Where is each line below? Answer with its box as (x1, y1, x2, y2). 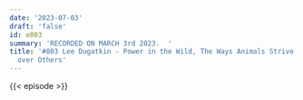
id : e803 (9, 30, 43, 39)
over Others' (17, 55, 67, 65)
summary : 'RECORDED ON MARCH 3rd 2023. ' (9, 38, 172, 48)
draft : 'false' (9, 22, 67, 31)
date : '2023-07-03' (9, 13, 83, 23)
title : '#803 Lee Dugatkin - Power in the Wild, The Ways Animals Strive (9, 47, 295, 56)
